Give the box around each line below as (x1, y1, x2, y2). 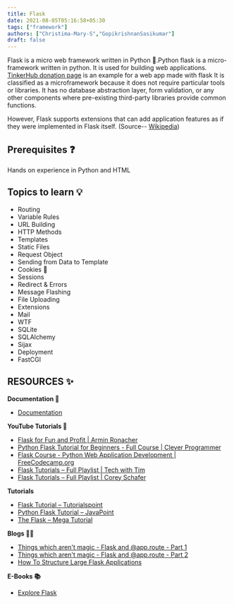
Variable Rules (17, 213, 60, 221)
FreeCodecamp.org (17, 458, 75, 466)
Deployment (17, 348, 54, 356)
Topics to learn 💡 (7, 186, 83, 199)
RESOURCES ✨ (7, 376, 74, 388)
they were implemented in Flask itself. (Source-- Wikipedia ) (7, 122, 180, 131)
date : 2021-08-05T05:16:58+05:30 (7, 17, 106, 24)
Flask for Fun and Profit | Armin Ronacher (17, 435, 138, 444)
